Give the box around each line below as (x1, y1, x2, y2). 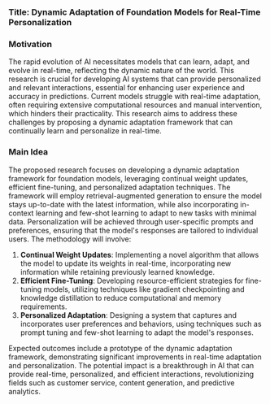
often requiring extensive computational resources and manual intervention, (8, 100, 263, 110)
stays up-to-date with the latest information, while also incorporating (8, 199, 238, 209)
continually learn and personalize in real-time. (8, 126, 162, 136)
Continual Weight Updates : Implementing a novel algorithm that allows (20, 250, 259, 259)
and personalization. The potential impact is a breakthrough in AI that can (8, 360, 255, 370)
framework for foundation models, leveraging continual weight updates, (8, 173, 249, 183)
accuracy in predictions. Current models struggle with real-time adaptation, (8, 92, 261, 102)
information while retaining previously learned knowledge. (20, 267, 216, 276)
